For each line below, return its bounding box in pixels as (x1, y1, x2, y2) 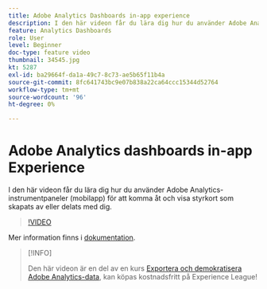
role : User (8, 33, 44, 42)
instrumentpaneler (8, 193, 69, 203)
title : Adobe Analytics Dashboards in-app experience (8, 11, 191, 20)
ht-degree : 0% (8, 100, 56, 108)
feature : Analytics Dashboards (8, 26, 112, 34)
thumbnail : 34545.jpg (8, 57, 80, 64)
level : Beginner (8, 41, 62, 49)
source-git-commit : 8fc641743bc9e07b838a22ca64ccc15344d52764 (8, 78, 219, 86)
